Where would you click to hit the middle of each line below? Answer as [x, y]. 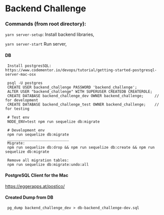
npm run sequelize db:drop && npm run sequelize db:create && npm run [81, 147]
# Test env [18, 117]
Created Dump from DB [29, 197]
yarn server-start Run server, [36, 44]
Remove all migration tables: [38, 160]
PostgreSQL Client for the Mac [37, 175]
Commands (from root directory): [46, 24]
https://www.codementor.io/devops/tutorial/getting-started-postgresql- [81, 70]
